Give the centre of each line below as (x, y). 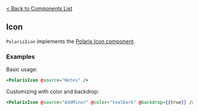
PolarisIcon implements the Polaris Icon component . (70, 41)
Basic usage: (22, 70)
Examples (21, 57)
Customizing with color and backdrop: (53, 92)
